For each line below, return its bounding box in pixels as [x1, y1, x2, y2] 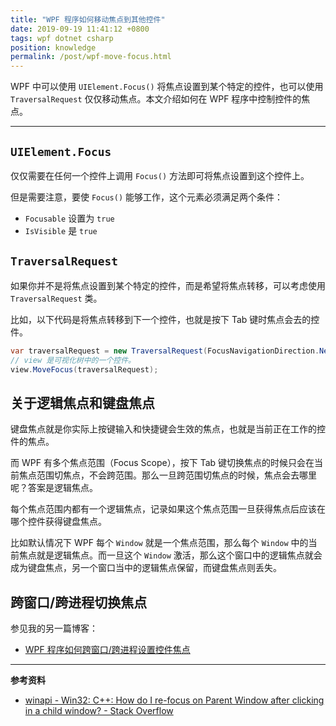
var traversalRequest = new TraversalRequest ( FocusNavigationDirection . [10, 346, 320, 356]
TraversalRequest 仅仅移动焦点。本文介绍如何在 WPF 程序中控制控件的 [10, 93, 302, 105]
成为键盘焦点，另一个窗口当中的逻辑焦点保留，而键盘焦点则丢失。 [10, 562, 282, 574]
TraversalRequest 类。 [10, 292, 103, 304]
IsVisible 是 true [24, 224, 98, 236]
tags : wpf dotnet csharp [10, 33, 114, 43]
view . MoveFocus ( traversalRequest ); [10, 364, 159, 375]
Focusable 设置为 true [24, 212, 115, 224]
